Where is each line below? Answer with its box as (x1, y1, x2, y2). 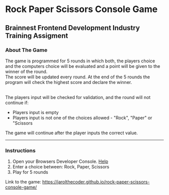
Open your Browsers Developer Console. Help (12, 158, 109, 164)
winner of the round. (5, 68, 48, 74)
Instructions (5, 147, 36, 154)
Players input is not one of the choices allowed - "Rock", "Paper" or (12, 115, 152, 121)
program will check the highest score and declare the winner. (5, 79, 132, 85)
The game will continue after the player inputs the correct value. (5, 130, 138, 136)
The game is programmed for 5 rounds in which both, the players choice (5, 58, 155, 64)
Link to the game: (5, 179, 41, 185)
